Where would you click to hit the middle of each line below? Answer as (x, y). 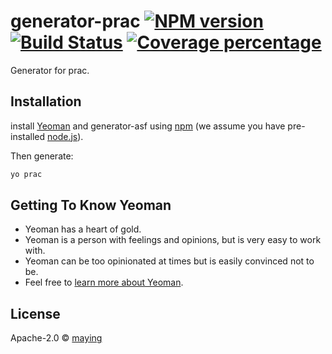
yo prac (26, 174)
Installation (46, 101)
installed (28, 136)
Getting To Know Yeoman (91, 205)
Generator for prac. (50, 70)
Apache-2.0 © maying (56, 338)
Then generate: (42, 156)
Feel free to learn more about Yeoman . (104, 282)
